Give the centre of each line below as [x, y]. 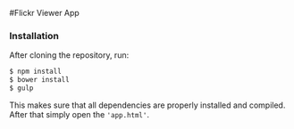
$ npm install [36, 72]
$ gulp [21, 88]
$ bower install [39, 80]
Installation [34, 36]
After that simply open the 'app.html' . [80, 114]
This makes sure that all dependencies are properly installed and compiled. [147, 105]
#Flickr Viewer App [45, 13]
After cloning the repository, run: [69, 55]
